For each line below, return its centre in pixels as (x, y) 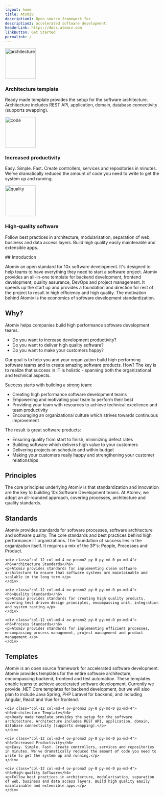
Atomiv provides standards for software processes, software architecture (79, 530)
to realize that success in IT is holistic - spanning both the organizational (78, 370)
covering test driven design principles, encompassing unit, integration (82, 603)
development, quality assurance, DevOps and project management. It (75, 282)
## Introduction (21, 257)
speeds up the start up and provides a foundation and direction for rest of (79, 287)
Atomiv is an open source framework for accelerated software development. (82, 668)
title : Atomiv (20, 14)
